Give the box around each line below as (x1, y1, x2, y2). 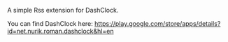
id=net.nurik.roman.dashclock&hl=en (7, 27, 114, 35)
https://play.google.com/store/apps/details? (94, 20, 221, 27)
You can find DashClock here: (7, 20, 93, 27)
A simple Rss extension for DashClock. (7, 6, 119, 14)
